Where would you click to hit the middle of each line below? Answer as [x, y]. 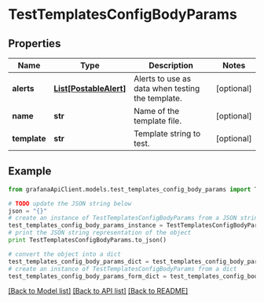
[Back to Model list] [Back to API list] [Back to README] [98, 291]
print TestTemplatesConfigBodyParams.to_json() [88, 240]
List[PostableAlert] [90, 88]
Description [171, 66]
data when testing [167, 88]
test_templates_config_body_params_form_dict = [88, 276]
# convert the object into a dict [65, 254]
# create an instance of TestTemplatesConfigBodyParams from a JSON [123, 218]
